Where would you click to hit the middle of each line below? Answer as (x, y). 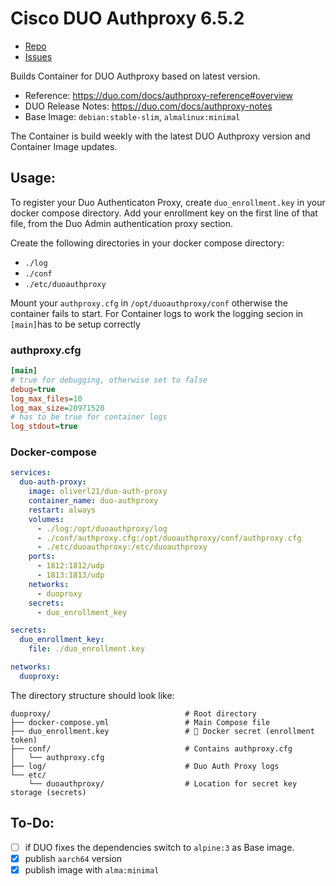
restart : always (62, 510)
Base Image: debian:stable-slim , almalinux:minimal (132, 116)
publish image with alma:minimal (92, 869)
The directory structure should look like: (92, 695)
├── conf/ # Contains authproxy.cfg (151, 748)
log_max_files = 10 (46, 398)
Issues (38, 56)
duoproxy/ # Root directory (133, 713)
